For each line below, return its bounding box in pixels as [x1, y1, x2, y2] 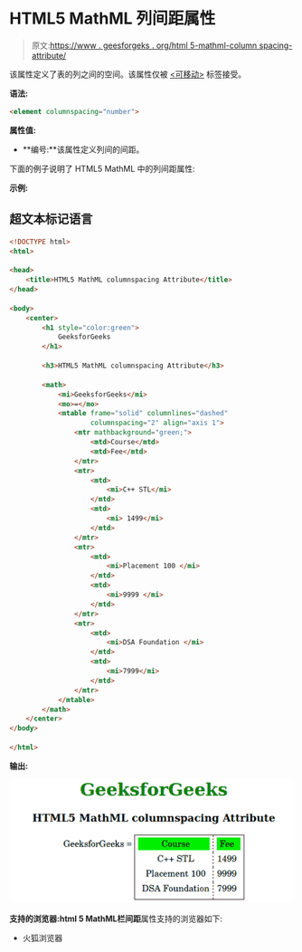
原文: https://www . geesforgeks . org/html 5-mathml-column [31, 40, 258, 51]
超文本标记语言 [9, 212, 93, 227]
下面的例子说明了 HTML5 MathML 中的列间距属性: [9, 163, 196, 174]
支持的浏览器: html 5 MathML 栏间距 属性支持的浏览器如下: [9, 913, 223, 924]
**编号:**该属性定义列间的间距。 [22, 144, 145, 155]
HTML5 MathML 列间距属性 [9, 8, 216, 29]
